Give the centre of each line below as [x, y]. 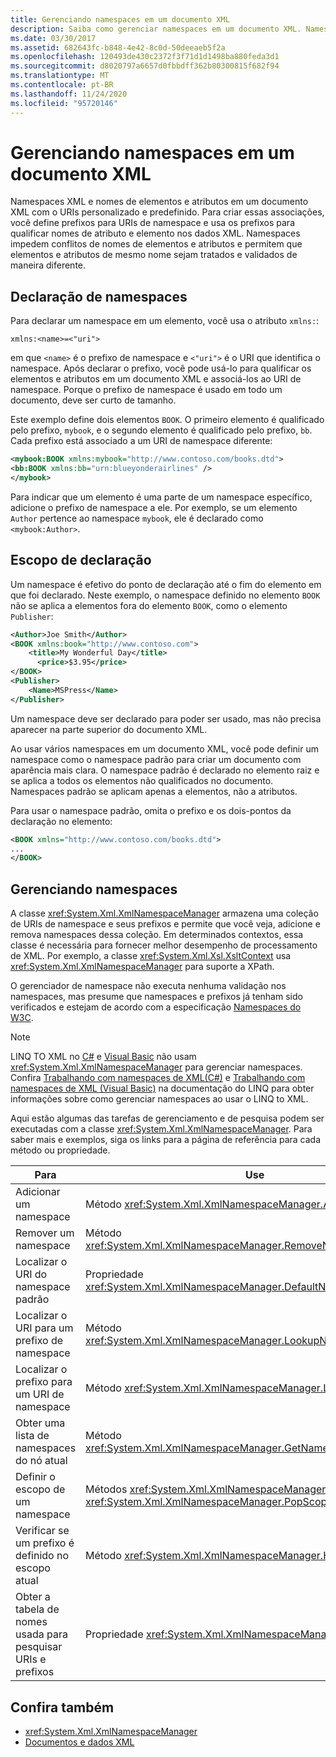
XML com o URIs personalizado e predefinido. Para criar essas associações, [167, 212]
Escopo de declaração [81, 560]
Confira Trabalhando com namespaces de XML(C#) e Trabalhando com [158, 1078]
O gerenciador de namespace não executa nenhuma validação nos [148, 986]
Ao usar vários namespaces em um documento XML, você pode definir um [165, 748]
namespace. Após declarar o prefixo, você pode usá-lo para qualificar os [161, 368]
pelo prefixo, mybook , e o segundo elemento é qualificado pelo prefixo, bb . [161, 430]
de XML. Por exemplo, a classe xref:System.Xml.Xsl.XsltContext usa [151, 956]
